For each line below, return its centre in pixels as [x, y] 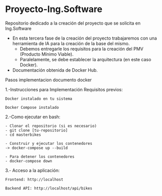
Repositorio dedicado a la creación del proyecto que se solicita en [73, 23]
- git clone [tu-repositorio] [37, 130]
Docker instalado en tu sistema [39, 99]
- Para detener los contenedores [40, 156]
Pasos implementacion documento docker [49, 80]
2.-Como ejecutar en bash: [33, 117]
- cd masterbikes [23, 135]
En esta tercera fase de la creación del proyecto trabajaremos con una [84, 38]
